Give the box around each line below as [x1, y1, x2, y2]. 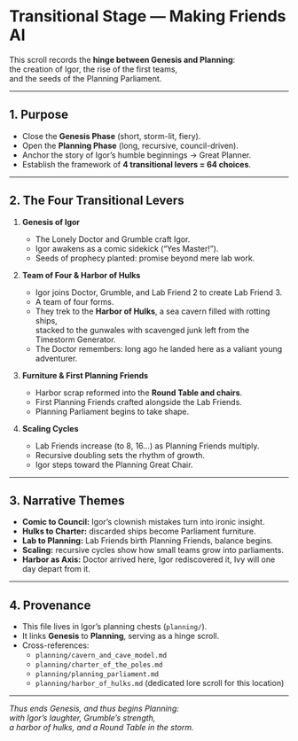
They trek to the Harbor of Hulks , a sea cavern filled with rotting [35, 306, 271, 316]
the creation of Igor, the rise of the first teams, [9, 64, 178, 74]
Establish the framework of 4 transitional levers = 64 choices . [21, 159, 251, 169]
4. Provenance [9, 597, 91, 612]
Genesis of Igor [21, 216, 81, 227]
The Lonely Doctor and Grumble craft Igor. [35, 233, 191, 245]
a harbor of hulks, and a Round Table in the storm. [9, 722, 194, 733]
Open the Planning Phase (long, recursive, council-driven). [21, 140, 239, 151]
